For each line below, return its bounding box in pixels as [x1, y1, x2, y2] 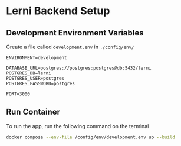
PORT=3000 [6, 91, 31, 97]
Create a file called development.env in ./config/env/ [6, 43, 134, 50]
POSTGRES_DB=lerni [6, 70, 51, 76]
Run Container [6, 107, 61, 117]
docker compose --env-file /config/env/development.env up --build [6, 134, 176, 140]
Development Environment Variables [6, 28, 144, 38]
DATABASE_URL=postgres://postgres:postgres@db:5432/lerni [6, 65, 152, 71]
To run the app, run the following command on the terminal [6, 122, 149, 129]
